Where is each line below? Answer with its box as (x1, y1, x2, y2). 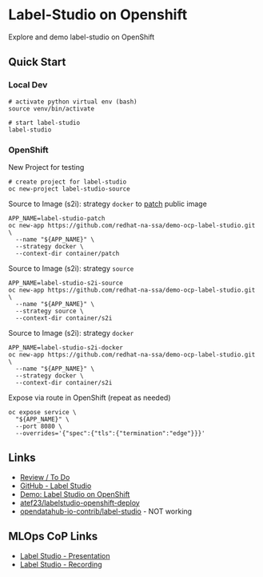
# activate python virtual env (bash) (8, 98, 137, 106)
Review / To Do (19, 472, 70, 482)
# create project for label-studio (8, 178, 127, 186)
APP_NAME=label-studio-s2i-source (8, 279, 124, 287)
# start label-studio (8, 119, 81, 127)
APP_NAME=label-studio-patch (8, 214, 106, 222)
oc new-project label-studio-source (8, 184, 130, 193)
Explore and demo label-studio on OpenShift (8, 32, 155, 42)
